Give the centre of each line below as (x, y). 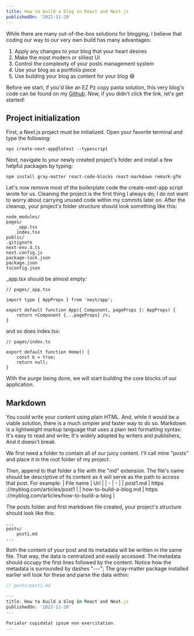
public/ (15, 237)
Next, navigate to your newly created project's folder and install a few (89, 160)
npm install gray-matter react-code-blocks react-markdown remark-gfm (94, 177)
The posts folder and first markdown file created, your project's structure (94, 507)
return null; (32, 362)
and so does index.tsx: (33, 331)
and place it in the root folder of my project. (58, 459)
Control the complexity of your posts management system (84, 63)
